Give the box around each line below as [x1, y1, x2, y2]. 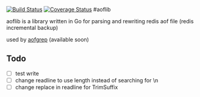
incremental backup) [6, 24, 59, 31]
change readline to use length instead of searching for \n [15, 76, 159, 84]
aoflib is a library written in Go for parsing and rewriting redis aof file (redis [6, 18, 194, 24]
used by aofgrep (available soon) [6, 36, 90, 43]
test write [15, 70, 40, 77]
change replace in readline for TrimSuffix [15, 83, 118, 91]
